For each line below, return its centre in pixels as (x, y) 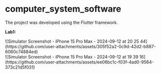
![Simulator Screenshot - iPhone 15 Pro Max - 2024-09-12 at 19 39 (72, 56)
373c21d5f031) (20, 67)
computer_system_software (63, 9)
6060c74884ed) (21, 52)
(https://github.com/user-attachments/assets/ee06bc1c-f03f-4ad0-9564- (80, 62)
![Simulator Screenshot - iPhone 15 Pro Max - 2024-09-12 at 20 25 (72, 41)
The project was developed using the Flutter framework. (61, 22)
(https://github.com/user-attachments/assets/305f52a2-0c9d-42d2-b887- (80, 46)
